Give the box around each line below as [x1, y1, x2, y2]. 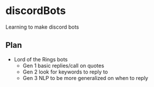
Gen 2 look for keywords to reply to [22, 68, 108, 75]
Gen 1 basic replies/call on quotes [22, 62, 105, 69]
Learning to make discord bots [5, 23, 80, 30]
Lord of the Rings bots [13, 55, 68, 62]
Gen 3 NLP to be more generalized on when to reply [22, 74, 149, 81]
